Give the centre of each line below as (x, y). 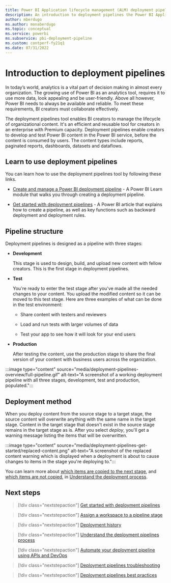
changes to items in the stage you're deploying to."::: (61, 462)
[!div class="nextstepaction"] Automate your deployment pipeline (86, 550)
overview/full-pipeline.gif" (33, 375)
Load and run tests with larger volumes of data (69, 324)
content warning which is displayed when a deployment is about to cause (82, 456)
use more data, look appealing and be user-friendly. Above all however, (80, 98)
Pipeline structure (34, 231)
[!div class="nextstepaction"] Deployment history (69, 524)
